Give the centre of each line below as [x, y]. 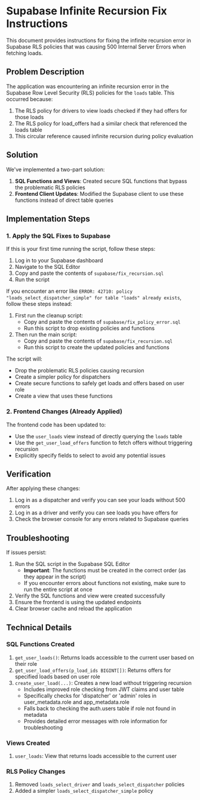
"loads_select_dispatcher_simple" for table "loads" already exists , [94, 298]
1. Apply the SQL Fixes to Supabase [58, 236]
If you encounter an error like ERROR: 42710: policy [70, 291]
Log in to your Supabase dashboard [59, 260]
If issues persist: [26, 553]
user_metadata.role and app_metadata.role [76, 702]
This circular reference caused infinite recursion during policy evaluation [104, 136]
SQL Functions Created [40, 644]
